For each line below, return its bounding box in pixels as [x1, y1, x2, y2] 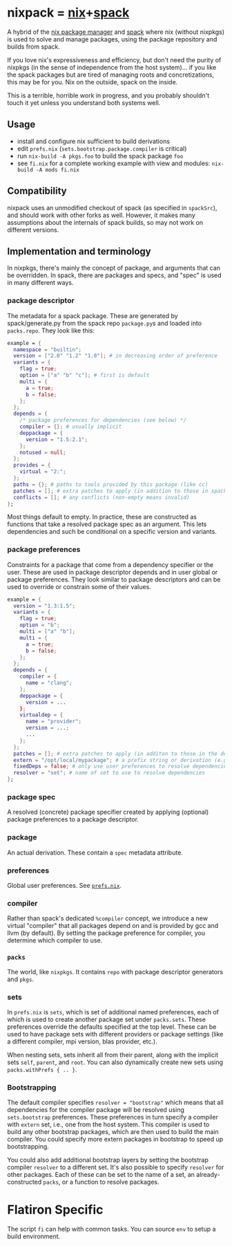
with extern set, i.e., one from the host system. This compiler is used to [7, 1120, 210, 1128]
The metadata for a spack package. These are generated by [7, 311, 178, 319]
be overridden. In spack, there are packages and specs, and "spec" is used [7, 271, 222, 279]
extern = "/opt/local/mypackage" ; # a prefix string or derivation [13, 756, 212, 763]
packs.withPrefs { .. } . [7, 1065, 77, 1073]
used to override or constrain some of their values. [7, 582, 152, 591]
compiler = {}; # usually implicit [19, 423, 122, 430]
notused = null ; [19, 449, 67, 456]
